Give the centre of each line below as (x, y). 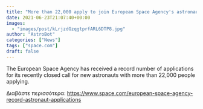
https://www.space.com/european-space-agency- (130, 93)
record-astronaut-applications (44, 99)
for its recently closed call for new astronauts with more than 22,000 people (101, 75)
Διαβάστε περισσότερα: (36, 93)
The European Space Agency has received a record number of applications (100, 68)
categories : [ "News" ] (34, 40)
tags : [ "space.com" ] (32, 46)
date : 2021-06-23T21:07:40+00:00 (48, 18)
